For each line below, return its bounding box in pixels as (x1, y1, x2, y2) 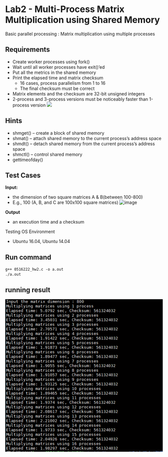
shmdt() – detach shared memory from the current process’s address (12, 141, 155, 147)
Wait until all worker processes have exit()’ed (12, 64, 105, 70)
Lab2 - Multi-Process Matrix (5, 4, 125, 15)
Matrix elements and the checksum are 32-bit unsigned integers (12, 90, 145, 96)
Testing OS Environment (5, 228, 55, 235)
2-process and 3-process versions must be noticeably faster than (12, 96, 148, 102)
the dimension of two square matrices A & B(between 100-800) (12, 194, 143, 200)
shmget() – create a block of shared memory (12, 130, 104, 136)
